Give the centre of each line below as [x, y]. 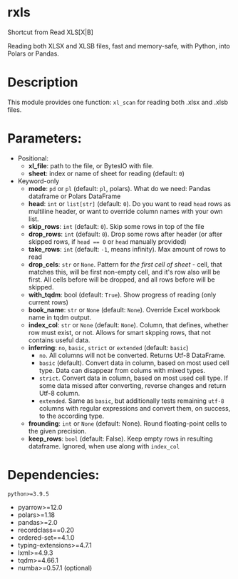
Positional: [33, 158]
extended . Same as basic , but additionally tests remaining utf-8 [131, 401]
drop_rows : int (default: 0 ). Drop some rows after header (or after [125, 234]
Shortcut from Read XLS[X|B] [51, 32]
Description [43, 82]
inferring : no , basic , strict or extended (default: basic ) [108, 347]
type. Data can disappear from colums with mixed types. [122, 370]
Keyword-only [38, 181]
